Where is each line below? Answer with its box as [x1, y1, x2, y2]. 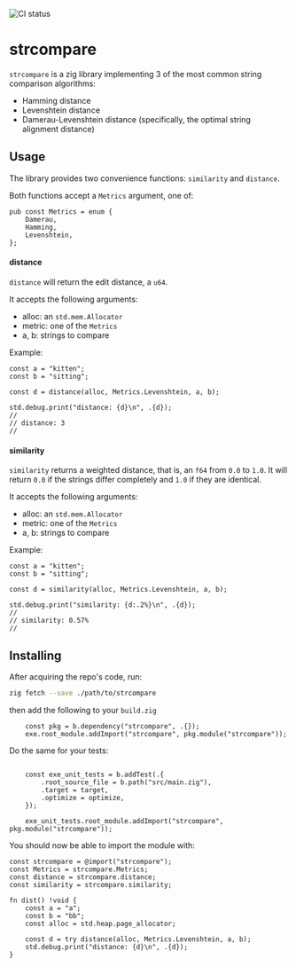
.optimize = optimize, [41, 793, 125, 802]
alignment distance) [21, 123, 95, 134]
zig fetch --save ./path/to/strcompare [9, 688, 157, 697]
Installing [9, 648, 62, 663]
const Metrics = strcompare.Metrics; [9, 865, 149, 874]
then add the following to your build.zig [9, 704, 157, 715]
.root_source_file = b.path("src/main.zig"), [41, 777, 213, 787]
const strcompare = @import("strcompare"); [9, 857, 173, 866]
